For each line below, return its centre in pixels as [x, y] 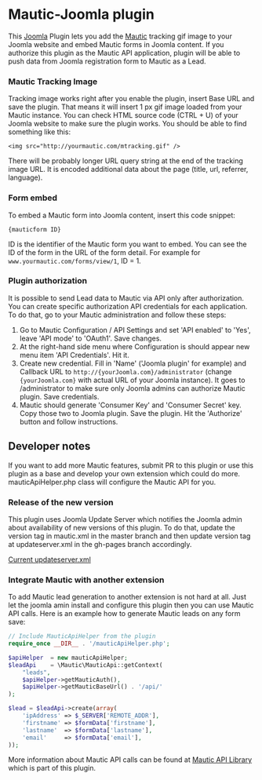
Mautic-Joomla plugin [82, 15]
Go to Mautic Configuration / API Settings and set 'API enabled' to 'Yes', [135, 330]
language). [25, 177]
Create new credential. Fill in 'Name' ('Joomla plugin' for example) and [133, 363]
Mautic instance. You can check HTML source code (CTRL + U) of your [124, 115]
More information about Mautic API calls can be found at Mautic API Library [130, 760]
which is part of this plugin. [52, 768]
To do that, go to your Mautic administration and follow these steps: [117, 315]
